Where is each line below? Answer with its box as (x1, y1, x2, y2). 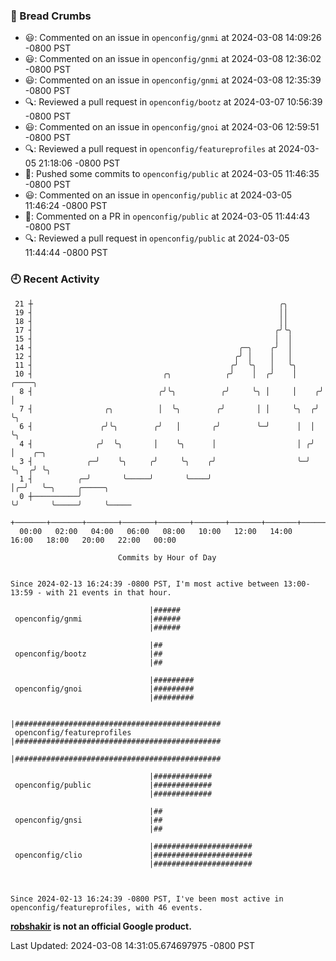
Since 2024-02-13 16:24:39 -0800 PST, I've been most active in (10, 894, 284, 904)
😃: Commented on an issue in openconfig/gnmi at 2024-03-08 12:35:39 (24, 74, 322, 86)
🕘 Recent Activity (10, 272, 100, 286)
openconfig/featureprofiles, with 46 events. (10, 902, 203, 913)
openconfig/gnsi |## (14, 815, 163, 825)
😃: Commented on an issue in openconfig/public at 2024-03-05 (24, 189, 293, 201)
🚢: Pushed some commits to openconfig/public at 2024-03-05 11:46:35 (24, 168, 320, 180)
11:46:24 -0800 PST (24, 200, 108, 212)
